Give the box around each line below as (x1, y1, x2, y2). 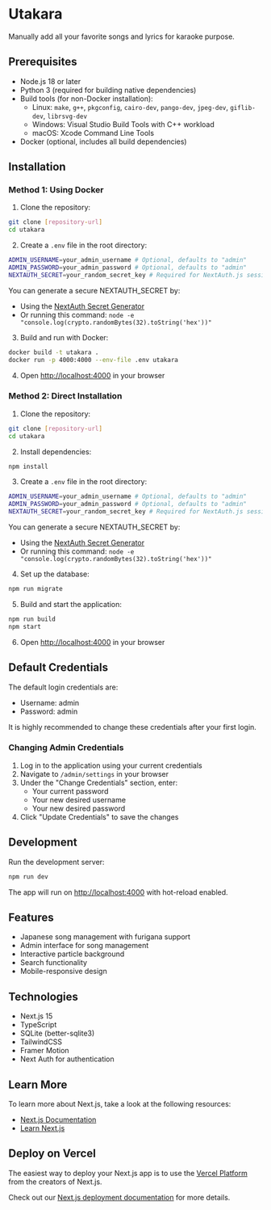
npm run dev (8, 872, 48, 881)
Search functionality (19, 958, 87, 968)
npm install (8, 462, 48, 470)
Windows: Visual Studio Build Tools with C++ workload (31, 119, 215, 129)
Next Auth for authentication (19, 1054, 115, 1064)
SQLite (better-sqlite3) (19, 1028, 95, 1039)
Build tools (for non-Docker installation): (19, 94, 153, 103)
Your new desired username (31, 795, 127, 804)
